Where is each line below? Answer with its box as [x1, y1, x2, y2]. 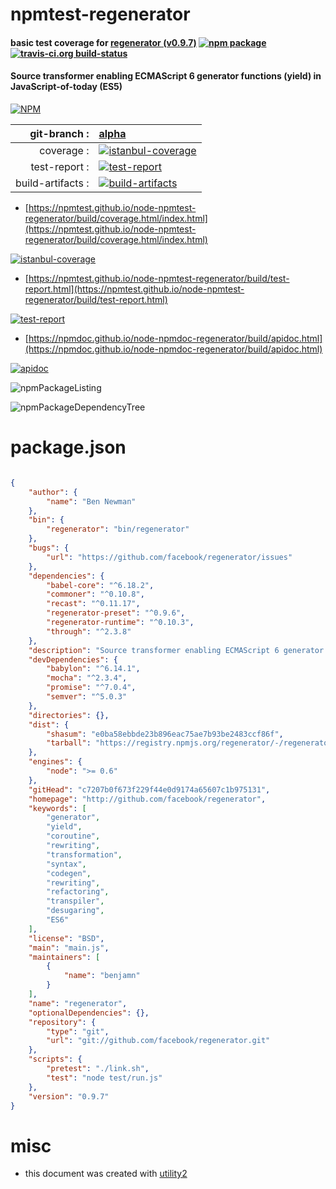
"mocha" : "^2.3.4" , [46, 673, 128, 683]
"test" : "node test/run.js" [46, 1073, 163, 1083]
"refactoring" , [46, 887, 110, 897]
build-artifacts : [15, 176, 90, 190]
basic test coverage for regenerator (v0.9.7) [10, 36, 197, 48]
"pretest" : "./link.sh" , [46, 1064, 150, 1074]
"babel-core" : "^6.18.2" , [46, 580, 155, 590]
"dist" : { [28, 719, 70, 730]
